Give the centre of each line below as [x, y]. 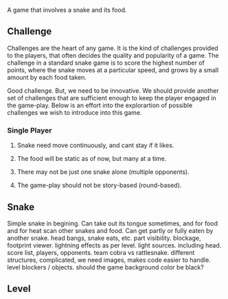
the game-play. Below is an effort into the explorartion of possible [100, 105]
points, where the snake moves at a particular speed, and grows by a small [113, 70]
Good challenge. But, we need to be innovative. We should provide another [113, 90]
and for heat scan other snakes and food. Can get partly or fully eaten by [110, 230]
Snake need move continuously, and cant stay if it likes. [95, 145]
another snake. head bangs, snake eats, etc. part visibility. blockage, [104, 238]
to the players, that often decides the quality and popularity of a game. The [113, 55]
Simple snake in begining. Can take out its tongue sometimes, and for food [113, 223]
